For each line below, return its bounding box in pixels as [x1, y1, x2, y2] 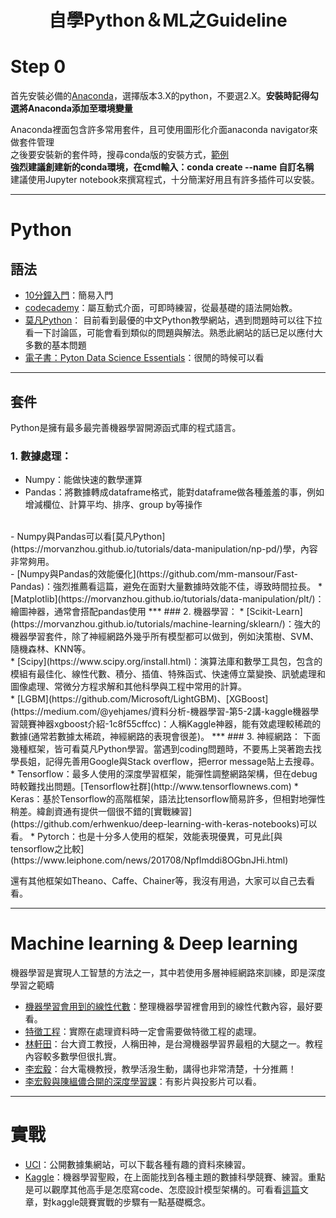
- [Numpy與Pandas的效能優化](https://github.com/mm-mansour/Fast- [10, 568, 298, 580]
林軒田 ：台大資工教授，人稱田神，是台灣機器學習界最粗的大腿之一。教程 [24, 1038, 323, 1050]
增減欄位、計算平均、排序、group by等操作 [24, 499, 203, 511]
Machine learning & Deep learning [10, 932, 298, 955]
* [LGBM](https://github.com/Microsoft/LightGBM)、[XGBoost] [10, 693, 269, 705]
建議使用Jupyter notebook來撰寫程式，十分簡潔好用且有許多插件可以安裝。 [10, 174, 320, 186]
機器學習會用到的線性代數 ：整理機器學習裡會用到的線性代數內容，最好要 [24, 1001, 323, 1013]
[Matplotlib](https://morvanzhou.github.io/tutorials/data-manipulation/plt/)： [10, 593, 325, 605]
